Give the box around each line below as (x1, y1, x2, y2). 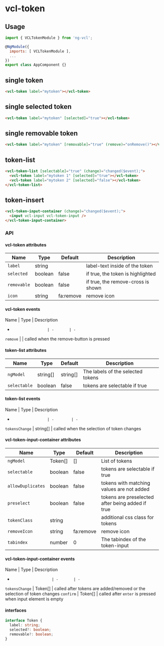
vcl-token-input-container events (5, 556, 75, 562)
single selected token (5, 102, 72, 111)
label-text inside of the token (86, 263, 153, 270)
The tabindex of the (101, 536, 146, 543)
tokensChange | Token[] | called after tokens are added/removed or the (5, 586, 145, 592)
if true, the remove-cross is (86, 278, 149, 285)
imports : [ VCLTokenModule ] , (9, 49, 71, 54)
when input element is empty (5, 596, 63, 602)
